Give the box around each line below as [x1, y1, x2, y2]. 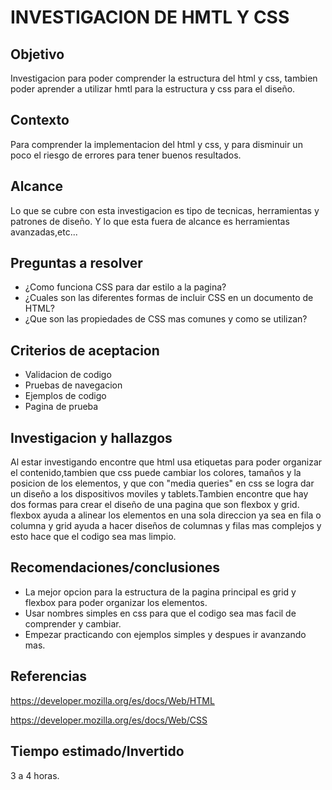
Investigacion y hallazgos [10, 429, 173, 446]
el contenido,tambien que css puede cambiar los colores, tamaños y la [10, 467, 302, 479]
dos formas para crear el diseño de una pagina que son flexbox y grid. [10, 499, 300, 511]
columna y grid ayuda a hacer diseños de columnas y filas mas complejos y [10, 520, 322, 532]
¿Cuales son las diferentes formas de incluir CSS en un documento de [24, 292, 314, 304]
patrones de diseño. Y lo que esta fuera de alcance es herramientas [10, 215, 290, 227]
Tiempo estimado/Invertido [10, 743, 185, 760]
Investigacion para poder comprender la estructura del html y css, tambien [10, 72, 318, 84]
